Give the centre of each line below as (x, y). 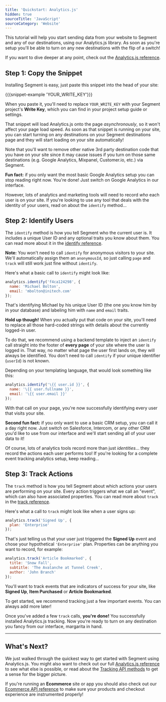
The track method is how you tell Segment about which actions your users (81, 486)
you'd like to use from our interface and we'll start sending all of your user (80, 433)
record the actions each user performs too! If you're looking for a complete (82, 453)
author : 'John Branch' (33, 572)
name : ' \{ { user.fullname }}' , (42, 390)
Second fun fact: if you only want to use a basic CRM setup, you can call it (82, 423)
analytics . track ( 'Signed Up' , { (38, 520)
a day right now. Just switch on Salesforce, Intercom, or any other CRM (78, 428)
